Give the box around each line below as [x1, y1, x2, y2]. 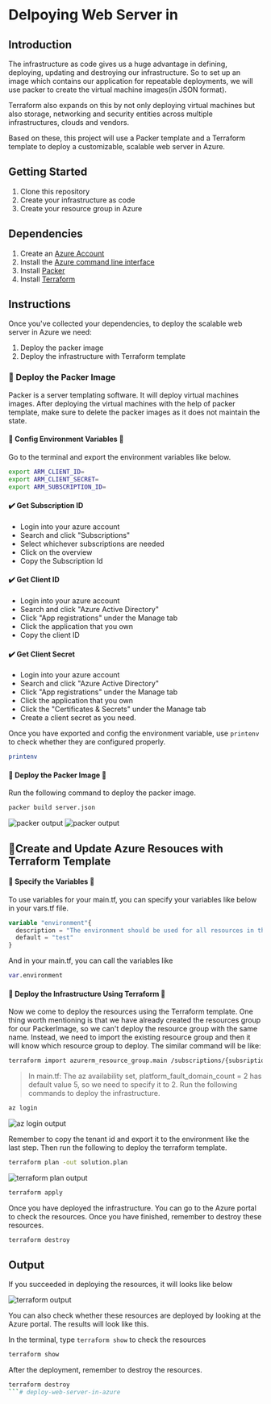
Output [8, 1258, 44, 1272]
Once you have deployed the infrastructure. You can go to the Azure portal [8, 1203, 256, 1213]
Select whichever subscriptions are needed [19, 539, 165, 548]
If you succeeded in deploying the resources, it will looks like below [8, 1280, 233, 1289]
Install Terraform [19, 274, 76, 284]
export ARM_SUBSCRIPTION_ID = [8, 482, 106, 491]
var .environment [8, 972, 63, 980]
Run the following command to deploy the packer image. [8, 788, 196, 798]
